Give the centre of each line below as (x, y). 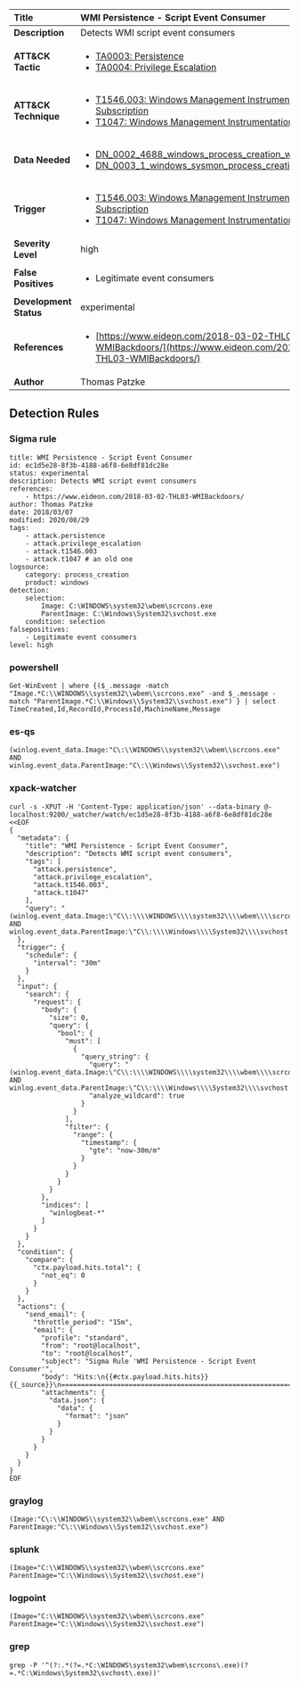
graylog (26, 1500)
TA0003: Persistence (140, 56)
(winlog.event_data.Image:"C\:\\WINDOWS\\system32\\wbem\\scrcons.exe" (145, 750)
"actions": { (41, 1307)
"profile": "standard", (85, 1338)
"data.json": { (77, 1400)
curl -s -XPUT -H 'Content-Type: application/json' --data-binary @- (141, 807)
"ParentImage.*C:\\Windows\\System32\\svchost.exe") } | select (154, 701)
